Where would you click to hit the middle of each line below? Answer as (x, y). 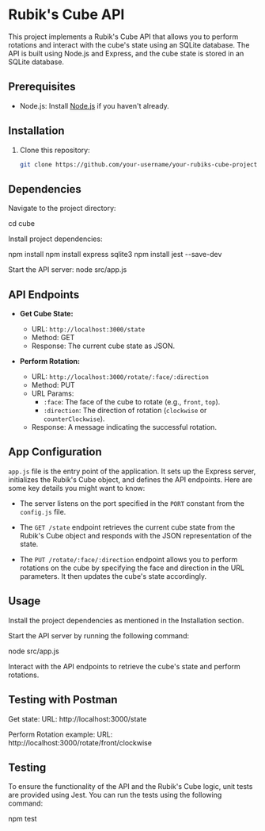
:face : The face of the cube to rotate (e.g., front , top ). (132, 402)
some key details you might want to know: (77, 488)
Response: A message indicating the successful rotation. (124, 427)
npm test (23, 819)
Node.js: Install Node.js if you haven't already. (95, 105)
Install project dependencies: (55, 239)
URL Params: (53, 393)
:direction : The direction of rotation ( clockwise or (125, 411)
